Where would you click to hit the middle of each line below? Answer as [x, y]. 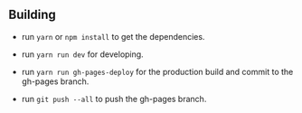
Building [32, 15]
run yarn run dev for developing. [82, 54]
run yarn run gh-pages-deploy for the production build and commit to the [157, 71]
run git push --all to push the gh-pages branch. [114, 99]
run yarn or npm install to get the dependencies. [113, 36]
